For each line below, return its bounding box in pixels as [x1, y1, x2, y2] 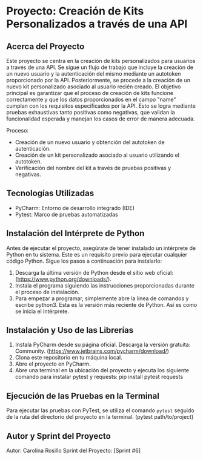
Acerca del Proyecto [6, 41, 85, 51]
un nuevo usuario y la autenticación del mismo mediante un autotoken [6, 70, 181, 77]
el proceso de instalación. [15, 288, 80, 295]
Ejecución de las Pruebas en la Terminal [6, 390, 159, 401]
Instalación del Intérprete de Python [6, 228, 145, 238]
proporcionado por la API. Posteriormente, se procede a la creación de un [6, 77, 191, 84]
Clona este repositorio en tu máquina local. [15, 354, 122, 361]
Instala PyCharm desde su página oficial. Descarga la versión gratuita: [15, 341, 191, 349]
